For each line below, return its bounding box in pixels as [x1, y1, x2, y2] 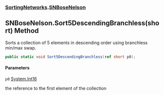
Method [14, 26, 39, 35]
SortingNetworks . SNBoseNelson [5, 4, 86, 11]
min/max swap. [5, 45, 36, 50]
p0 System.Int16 [5, 75, 37, 82]
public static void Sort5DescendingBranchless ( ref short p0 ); [5, 54, 136, 59]
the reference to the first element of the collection [5, 85, 107, 91]
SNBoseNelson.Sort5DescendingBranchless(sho [5, 19, 160, 27]
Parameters [5, 65, 30, 71]
